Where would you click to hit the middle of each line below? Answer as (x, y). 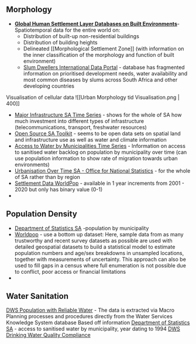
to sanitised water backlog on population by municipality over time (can (101, 152)
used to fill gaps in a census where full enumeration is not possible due (100, 265)
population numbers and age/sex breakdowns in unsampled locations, (99, 253)
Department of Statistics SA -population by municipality (82, 228)
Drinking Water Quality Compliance (48, 335)
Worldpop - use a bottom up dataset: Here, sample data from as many (99, 234)
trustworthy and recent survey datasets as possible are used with (93, 240)
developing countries (49, 86)
